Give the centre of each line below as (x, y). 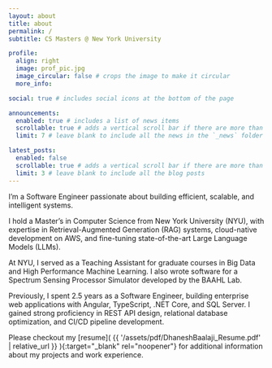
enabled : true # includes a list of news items (98, 120)
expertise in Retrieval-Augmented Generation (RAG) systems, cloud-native (133, 230)
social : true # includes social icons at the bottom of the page (121, 99)
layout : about (32, 16)
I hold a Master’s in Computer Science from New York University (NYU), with (136, 221)
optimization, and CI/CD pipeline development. (86, 322)
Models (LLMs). (35, 247)
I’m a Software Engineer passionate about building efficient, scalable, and (131, 196)
